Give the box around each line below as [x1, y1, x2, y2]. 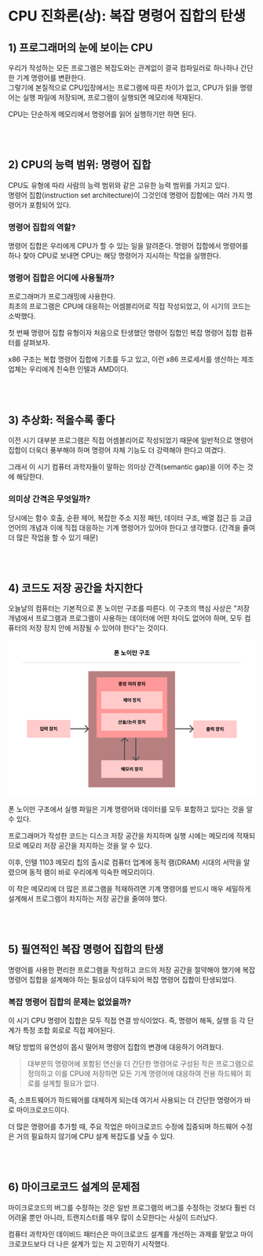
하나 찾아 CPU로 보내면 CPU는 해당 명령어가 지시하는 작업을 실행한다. [8, 251, 221, 260]
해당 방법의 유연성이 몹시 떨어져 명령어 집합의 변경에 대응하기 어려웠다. [8, 1042, 224, 1052]
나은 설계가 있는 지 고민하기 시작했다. [56, 1239, 170, 1248]
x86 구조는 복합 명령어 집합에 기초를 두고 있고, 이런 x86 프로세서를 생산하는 [8, 354, 239, 364]
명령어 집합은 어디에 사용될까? [8, 273, 115, 284]
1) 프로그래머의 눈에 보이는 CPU [8, 41, 153, 54]
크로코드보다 [8, 1239, 47, 1248]
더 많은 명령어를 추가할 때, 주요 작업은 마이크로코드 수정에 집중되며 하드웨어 [8, 1122, 239, 1131]
